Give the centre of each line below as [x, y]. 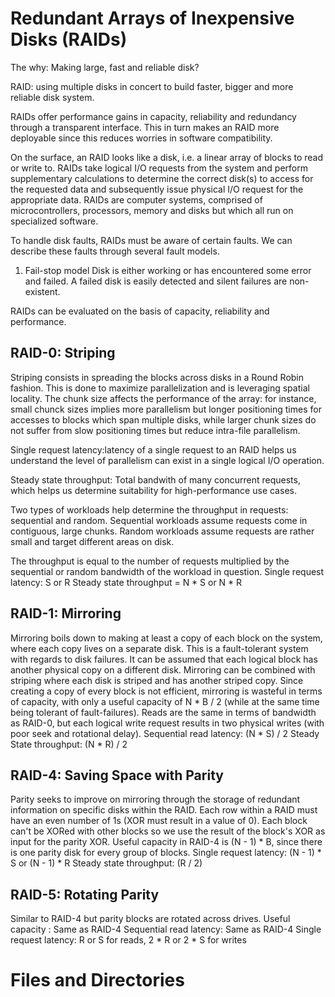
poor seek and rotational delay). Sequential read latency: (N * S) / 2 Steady [165, 733]
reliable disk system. [52, 97]
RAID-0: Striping [63, 353]
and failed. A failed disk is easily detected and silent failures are [156, 281]
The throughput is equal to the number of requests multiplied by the [150, 561]
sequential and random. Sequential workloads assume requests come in [159, 520]
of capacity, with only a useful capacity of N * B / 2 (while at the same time [165, 701]
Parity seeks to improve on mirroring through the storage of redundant [155, 799]
